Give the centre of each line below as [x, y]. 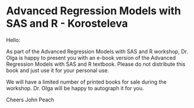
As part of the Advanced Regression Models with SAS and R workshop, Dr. [97, 51]
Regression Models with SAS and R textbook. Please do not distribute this [96, 64]
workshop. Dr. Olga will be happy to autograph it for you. [75, 88]
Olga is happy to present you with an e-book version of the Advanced [91, 58]
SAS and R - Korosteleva [67, 23]
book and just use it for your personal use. [58, 70]
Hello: [13, 40]
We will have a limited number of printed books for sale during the [86, 82]
